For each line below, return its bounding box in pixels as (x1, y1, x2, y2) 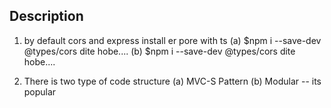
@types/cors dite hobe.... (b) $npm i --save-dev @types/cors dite (23, 45, 296, 57)
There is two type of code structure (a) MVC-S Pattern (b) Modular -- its (23, 75, 322, 87)
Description (9, 8, 84, 25)
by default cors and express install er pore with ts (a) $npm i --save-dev (23, 34, 322, 46)
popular (23, 85, 57, 98)
